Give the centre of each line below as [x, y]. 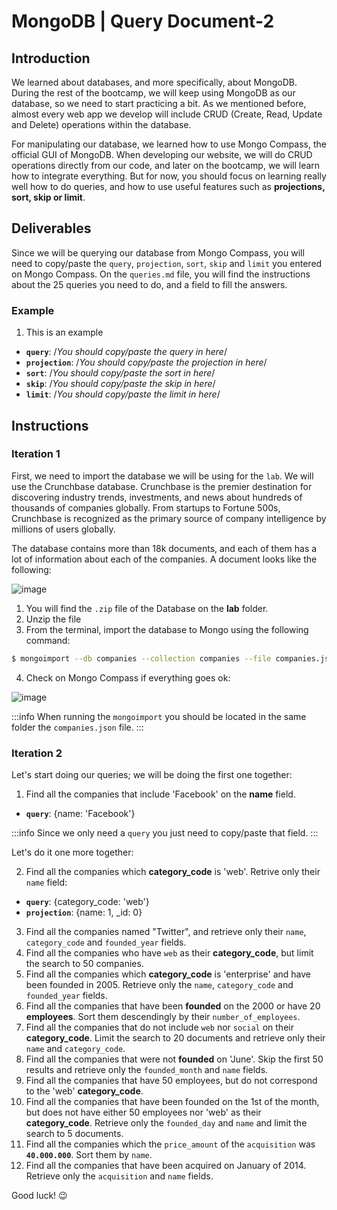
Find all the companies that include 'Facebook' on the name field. [160, 794]
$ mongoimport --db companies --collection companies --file [141, 658]
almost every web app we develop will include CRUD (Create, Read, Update [167, 114]
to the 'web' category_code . [84, 1091]
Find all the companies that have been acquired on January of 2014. [166, 1165]
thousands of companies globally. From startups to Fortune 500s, [146, 507]
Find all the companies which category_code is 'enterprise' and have [168, 974]
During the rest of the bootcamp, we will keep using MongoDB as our [153, 93]
